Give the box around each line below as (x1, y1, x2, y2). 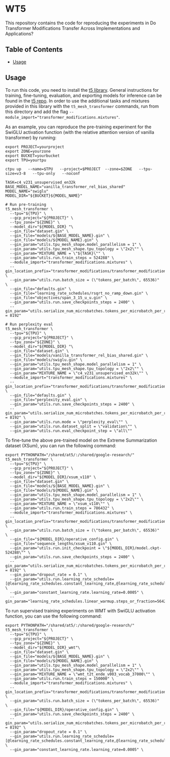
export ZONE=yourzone (5, 149, 51, 154)
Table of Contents (5, 45, 63, 54)
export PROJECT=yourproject (5, 144, 65, 150)
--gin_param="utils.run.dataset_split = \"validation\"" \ (10, 424, 137, 429)
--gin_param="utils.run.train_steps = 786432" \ (10, 506, 114, 511)
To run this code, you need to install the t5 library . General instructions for (5, 87, 159, 93)
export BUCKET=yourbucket (5, 153, 60, 158)
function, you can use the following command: (5, 613, 102, 619)
